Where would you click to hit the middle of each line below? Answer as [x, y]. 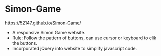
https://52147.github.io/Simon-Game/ [43, 23]
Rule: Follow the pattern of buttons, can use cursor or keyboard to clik [84, 38]
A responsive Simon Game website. [49, 32]
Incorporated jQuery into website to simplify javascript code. [75, 48]
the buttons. [25, 43]
